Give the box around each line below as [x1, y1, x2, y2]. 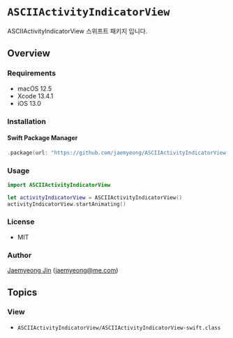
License [7, 217, 35, 226]
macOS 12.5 [17, 84, 52, 93]
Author [7, 250, 32, 260]
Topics [7, 286, 38, 298]
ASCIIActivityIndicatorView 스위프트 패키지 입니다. [7, 26, 148, 35]
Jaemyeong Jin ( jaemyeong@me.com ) [7, 266, 119, 275]
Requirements [7, 68, 57, 78]
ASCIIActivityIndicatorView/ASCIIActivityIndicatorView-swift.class [17, 324, 221, 331]
